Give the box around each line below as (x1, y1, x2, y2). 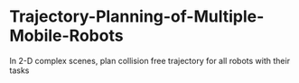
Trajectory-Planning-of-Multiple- (9, 6, 265, 27)
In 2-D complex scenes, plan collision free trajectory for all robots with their (9, 55, 291, 66)
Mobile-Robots (9, 25, 124, 46)
